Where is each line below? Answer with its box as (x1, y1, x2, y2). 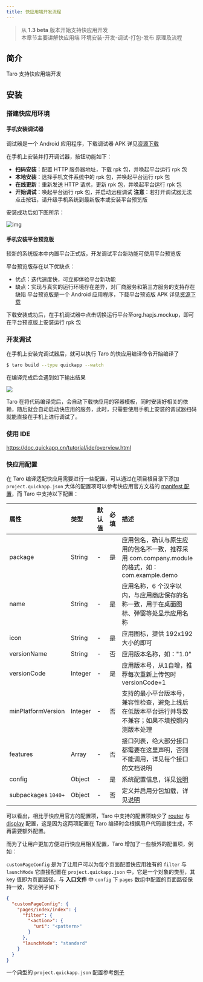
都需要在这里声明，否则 (121, 746, 188, 754)
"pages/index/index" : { (17, 906, 77, 913)
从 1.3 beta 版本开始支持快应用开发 (21, 26, 108, 33)
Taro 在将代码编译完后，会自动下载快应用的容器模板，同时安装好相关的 (6, 398, 183, 405)
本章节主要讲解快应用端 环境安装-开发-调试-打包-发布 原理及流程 (21, 34, 182, 41)
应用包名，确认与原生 (121, 535, 182, 544)
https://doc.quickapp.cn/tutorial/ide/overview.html (6, 444, 132, 451)
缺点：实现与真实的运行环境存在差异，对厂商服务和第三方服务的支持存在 (14, 283, 195, 291)
